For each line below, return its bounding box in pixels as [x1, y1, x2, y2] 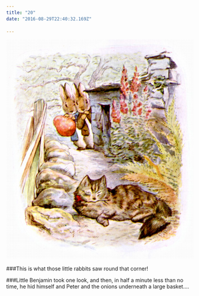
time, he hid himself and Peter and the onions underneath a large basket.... [6, 283, 189, 290]
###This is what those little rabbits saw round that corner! [6, 265, 149, 272]
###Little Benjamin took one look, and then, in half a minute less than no [6, 276, 184, 283]
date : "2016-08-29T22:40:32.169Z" [6, 15, 92, 22]
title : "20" [6, 10, 36, 15]
